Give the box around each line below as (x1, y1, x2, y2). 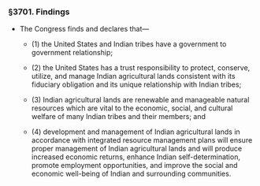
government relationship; (31, 48, 113, 58)
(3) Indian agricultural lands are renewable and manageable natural (31, 95, 250, 105)
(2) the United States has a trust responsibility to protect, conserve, (31, 63, 251, 73)
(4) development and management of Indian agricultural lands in (31, 127, 240, 136)
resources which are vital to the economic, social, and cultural (31, 103, 233, 113)
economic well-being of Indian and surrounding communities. (31, 169, 232, 179)
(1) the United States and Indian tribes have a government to (31, 39, 227, 49)
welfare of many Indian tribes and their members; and (31, 112, 206, 121)
